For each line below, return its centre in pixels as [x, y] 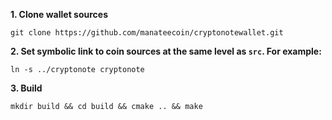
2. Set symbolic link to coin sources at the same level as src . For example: [166, 51]
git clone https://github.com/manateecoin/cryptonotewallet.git [147, 33]
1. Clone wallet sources [59, 14]
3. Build [26, 88]
